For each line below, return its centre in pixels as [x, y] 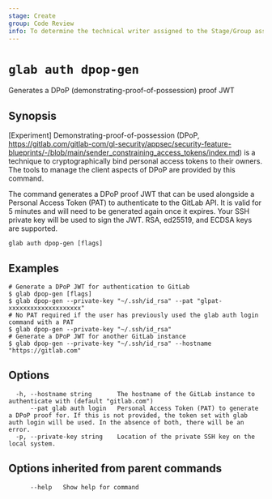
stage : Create [32, 16]
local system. [32, 444]
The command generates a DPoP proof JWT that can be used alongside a [132, 194]
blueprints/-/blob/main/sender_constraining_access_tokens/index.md [124, 153]
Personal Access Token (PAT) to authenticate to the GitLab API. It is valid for [135, 203]
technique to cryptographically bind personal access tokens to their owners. [136, 161]
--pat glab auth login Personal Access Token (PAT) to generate [144, 408]
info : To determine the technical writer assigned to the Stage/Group [130, 31]
